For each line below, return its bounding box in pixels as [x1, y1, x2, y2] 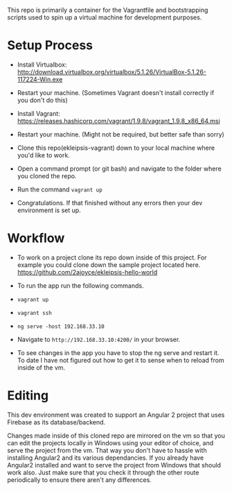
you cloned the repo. [17, 171, 77, 180]
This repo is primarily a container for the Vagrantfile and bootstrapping [7, 6, 208, 14]
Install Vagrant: [17, 109, 60, 117]
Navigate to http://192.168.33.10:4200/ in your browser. [17, 335, 181, 343]
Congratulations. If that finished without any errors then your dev [17, 198, 203, 207]
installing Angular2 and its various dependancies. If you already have [7, 454, 204, 462]
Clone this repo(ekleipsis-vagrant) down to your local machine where [17, 144, 215, 152]
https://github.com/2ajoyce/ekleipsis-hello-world [17, 268, 158, 276]
